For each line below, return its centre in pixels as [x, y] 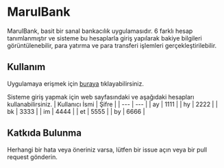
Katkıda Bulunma [45, 133]
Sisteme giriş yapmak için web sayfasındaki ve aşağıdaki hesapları [101, 97]
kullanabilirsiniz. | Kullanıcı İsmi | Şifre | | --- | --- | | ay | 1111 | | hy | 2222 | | [112, 104]
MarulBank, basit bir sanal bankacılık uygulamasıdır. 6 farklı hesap [100, 31]
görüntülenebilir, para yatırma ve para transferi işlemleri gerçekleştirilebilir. [112, 45]
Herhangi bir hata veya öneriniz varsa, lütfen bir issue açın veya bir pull [107, 149]
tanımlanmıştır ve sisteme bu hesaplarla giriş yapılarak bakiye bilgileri [104, 38]
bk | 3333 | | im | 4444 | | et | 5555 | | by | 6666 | [76, 111]
